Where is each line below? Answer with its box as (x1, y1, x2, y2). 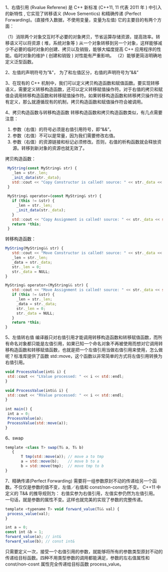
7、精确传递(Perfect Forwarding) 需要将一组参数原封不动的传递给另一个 (5, 477, 152, 484)
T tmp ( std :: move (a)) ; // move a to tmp (20, 454, 104, 459)
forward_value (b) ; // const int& (5, 539, 75, 544)
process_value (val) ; (7, 511, 50, 516)
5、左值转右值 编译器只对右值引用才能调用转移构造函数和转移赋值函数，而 (5, 334, 158, 340)
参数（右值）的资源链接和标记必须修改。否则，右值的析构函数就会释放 (12, 139, 157, 145)
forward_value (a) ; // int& (5, 534, 61, 539)
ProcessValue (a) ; (7, 416, 43, 421)
